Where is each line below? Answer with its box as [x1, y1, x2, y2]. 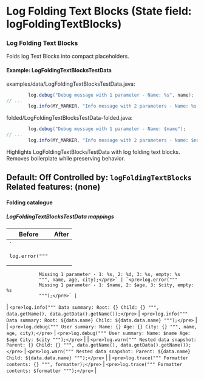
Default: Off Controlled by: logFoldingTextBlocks [6, 172, 192, 183]
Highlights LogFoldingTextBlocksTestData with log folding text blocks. [6, 148, 180, 156]
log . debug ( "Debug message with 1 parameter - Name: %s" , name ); [28, 92, 194, 98]
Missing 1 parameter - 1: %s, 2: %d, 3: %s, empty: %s [38, 271, 181, 277]
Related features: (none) [6, 182, 101, 192]
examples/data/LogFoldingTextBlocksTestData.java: [6, 80, 135, 88]
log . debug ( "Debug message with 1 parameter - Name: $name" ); [28, 126, 186, 132]
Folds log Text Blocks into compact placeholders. [6, 53, 129, 60]
